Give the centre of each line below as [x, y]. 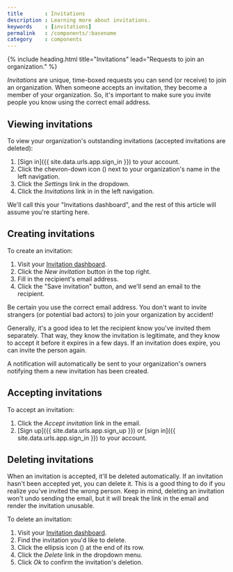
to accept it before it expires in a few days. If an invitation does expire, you [114, 343]
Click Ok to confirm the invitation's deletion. [80, 562]
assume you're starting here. [48, 212]
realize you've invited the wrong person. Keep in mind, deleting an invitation [116, 491]
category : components [45, 40]
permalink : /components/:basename [62, 33]
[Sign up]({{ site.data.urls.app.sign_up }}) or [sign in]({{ [96, 430]
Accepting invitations [55, 393]
